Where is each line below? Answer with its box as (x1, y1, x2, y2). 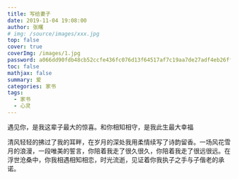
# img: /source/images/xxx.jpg (7, 30, 100, 37)
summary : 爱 (7, 76, 42, 83)
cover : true (7, 43, 42, 50)
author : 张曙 (7, 23, 44, 30)
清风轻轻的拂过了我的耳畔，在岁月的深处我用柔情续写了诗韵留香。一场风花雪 (7, 137, 231, 146)
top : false (7, 37, 40, 44)
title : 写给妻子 (7, 10, 51, 18)
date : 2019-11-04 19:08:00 (7, 17, 87, 24)
